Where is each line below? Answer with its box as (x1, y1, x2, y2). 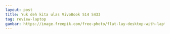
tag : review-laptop (5, 16, 47, 21)
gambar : (5, 21, 22, 26)
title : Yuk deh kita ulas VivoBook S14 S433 (5, 12, 101, 17)
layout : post (5, 7, 33, 12)
